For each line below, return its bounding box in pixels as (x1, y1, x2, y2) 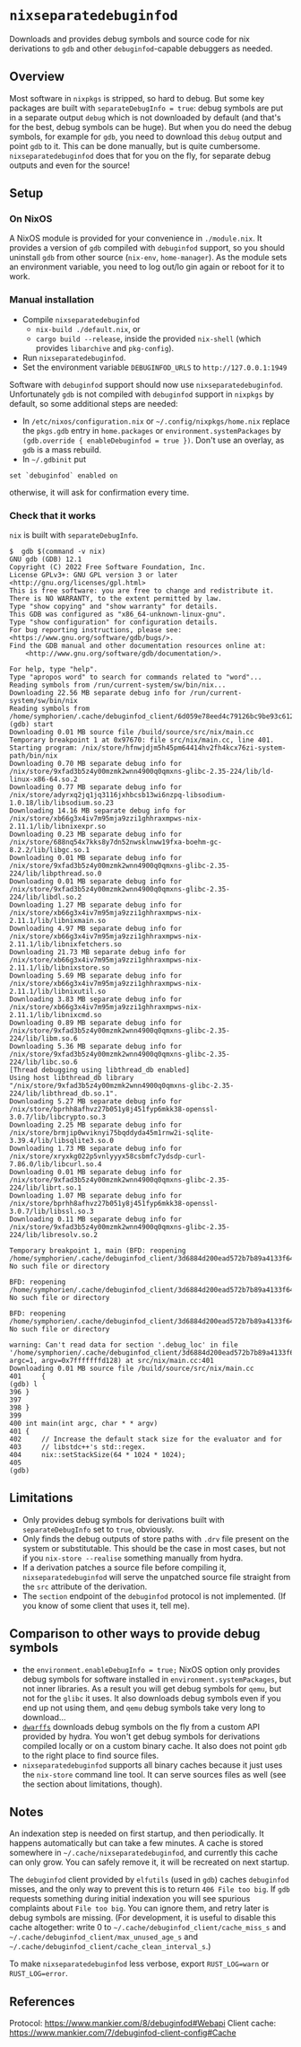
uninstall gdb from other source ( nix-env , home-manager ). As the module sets (9, 252, 288, 263)
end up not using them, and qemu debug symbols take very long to (21, 1702, 266, 1713)
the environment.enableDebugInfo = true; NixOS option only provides (21, 1664, 280, 1674)
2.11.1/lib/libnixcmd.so (9, 1011, 102, 1020)
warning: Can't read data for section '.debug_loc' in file (9, 1340, 239, 1349)
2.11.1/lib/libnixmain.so (9, 917, 106, 926)
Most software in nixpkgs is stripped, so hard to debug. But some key (9, 92, 265, 103)
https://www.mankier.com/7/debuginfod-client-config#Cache (9, 2027, 236, 2038)
